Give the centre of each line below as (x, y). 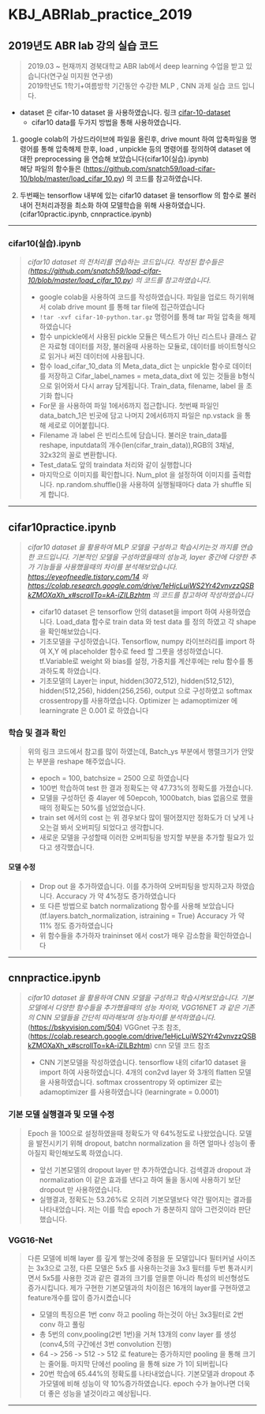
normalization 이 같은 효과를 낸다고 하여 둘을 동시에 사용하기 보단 (140, 1180)
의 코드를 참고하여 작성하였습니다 (203, 595)
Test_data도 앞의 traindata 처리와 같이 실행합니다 (116, 465)
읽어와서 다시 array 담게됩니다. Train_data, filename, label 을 (149, 386)
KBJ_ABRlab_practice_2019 (101, 15)
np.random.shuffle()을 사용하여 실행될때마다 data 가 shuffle (150, 485)
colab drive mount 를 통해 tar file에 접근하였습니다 (126, 307)
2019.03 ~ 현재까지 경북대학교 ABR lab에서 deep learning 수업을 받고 (136, 66)
